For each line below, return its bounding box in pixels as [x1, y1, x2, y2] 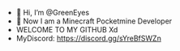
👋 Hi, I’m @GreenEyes [15, 8, 90, 17]
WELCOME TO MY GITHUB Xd [15, 25, 118, 34]
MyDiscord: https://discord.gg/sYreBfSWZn [15, 33, 162, 43]
